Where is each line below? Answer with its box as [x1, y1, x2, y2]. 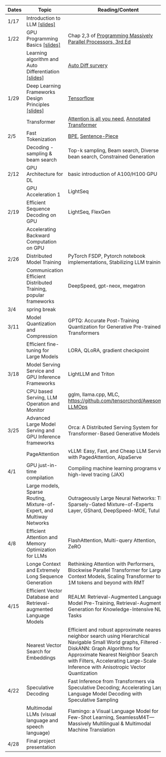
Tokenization [26, 136, 56, 143]
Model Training [26, 259, 62, 265]
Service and [26, 368, 54, 374]
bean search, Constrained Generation [68, 153, 155, 160]
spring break [26, 306, 56, 312]
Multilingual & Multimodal [92, 720, 151, 727]
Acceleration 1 [26, 191, 61, 198]
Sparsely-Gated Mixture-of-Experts [68, 501, 154, 508]
